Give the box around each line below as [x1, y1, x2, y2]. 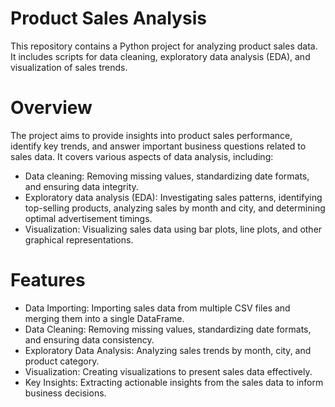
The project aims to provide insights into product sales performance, [10, 129, 293, 141]
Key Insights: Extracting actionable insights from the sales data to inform [24, 376, 324, 388]
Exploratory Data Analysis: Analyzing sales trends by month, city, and [24, 344, 312, 356]
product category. [24, 355, 100, 367]
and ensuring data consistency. [24, 333, 155, 346]
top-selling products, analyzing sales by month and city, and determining [24, 202, 326, 214]
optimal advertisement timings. [24, 212, 153, 224]
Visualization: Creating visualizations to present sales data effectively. [24, 365, 313, 377]
